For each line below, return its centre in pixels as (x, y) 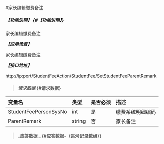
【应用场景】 (18, 44)
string (79, 121)
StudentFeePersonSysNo (37, 112)
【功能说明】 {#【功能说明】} (35, 20)
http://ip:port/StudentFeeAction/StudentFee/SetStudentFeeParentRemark (81, 76)
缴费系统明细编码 (136, 112)
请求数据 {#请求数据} (39, 88)
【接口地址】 (18, 65)
